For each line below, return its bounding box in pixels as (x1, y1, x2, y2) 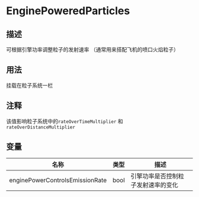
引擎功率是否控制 (130, 172, 179, 180)
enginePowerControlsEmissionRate (9, 176, 107, 185)
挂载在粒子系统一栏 (6, 82, 53, 89)
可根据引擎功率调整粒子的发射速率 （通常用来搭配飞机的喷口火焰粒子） (6, 46, 179, 53)
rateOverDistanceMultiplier (6, 124, 76, 130)
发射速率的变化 (136, 181, 179, 189)
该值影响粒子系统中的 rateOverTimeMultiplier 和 (6, 117, 123, 125)
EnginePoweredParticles (6, 4, 130, 18)
